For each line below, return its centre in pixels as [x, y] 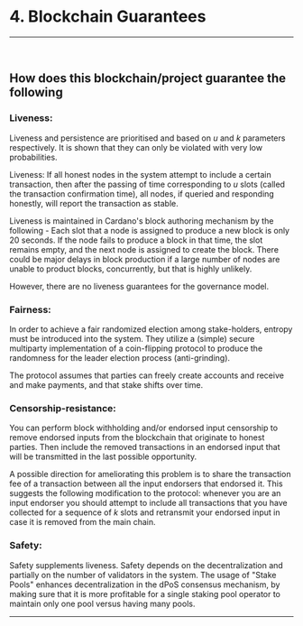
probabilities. [33, 157]
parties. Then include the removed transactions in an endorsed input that [145, 447]
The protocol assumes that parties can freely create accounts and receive [147, 375]
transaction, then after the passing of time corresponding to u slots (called [147, 184]
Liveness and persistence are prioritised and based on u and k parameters [147, 138]
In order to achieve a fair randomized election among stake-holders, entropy [151, 329]
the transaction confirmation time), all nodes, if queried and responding [142, 193]
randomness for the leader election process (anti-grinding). [120, 357]
